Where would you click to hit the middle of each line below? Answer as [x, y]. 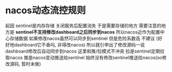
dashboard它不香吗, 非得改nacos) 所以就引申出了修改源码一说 [79, 44]
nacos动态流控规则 [46, 10]
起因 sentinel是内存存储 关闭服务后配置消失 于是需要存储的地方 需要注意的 [83, 26]
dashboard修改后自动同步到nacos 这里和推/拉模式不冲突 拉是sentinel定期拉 [85, 51]
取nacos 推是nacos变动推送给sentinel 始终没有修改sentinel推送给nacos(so [84, 57]
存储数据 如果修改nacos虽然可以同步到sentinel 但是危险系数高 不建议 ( [84, 38]
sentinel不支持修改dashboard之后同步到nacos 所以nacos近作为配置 [88, 32]
